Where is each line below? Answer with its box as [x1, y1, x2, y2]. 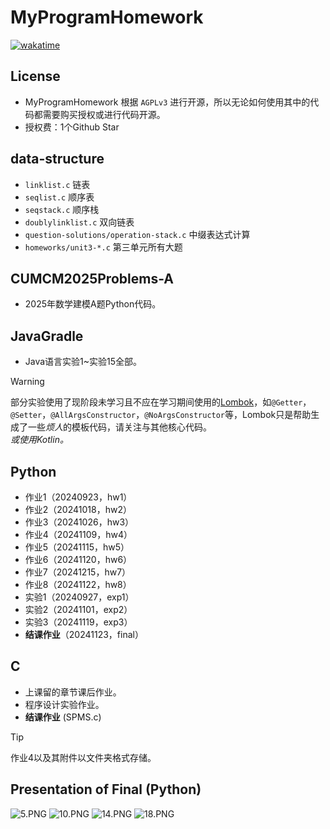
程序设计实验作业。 [24, 698, 105, 710]
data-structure [10, 151, 105, 168]
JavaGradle [10, 327, 84, 345]
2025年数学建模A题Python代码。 [24, 298, 162, 310]
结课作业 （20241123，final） [24, 629, 144, 640]
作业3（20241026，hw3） [24, 516, 135, 528]
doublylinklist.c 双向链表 [24, 216, 135, 228]
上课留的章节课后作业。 [24, 686, 122, 698]
